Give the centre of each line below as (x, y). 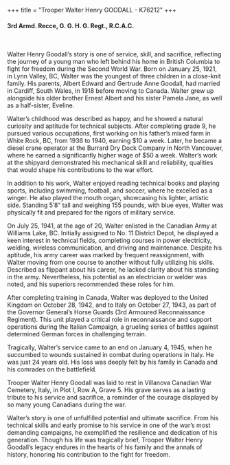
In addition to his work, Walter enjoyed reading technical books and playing (113, 183)
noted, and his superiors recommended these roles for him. (91, 284)
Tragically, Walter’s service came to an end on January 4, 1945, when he (110, 347)
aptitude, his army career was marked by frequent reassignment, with (106, 255)
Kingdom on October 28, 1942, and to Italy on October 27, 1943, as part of (112, 305)
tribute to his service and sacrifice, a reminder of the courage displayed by (113, 398)
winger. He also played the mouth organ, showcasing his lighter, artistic (108, 198)
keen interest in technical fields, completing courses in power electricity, (110, 241)
